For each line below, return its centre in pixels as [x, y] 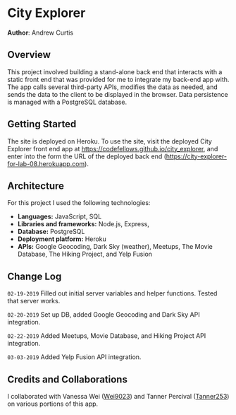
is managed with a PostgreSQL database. [67, 102]
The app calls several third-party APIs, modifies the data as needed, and [112, 87]
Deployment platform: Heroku [62, 239]
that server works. [34, 301]
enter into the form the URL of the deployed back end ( [87, 156]
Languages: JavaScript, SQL [60, 216]
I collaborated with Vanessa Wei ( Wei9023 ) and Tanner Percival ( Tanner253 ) [118, 396]
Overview [29, 55]
